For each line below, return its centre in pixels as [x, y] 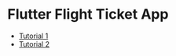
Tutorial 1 [33, 36]
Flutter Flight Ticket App [88, 14]
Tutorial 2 [34, 44]
